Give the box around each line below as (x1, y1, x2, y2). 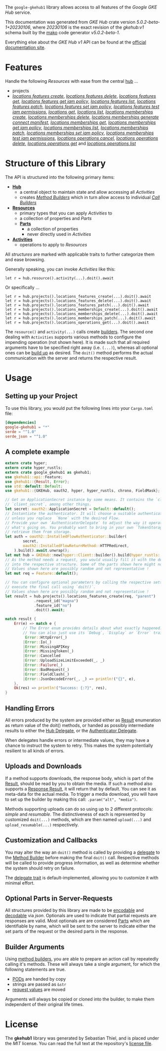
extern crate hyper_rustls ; (5, 465, 63, 470)
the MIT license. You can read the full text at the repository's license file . (5, 1041, 153, 1047)
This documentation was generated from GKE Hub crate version (5, 19, 136, 25)
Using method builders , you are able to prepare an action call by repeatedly (5, 956, 159, 962)
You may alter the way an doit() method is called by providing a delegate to (5, 849, 161, 855)
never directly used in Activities (27, 231, 91, 237)
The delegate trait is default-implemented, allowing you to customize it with (5, 875, 159, 881)
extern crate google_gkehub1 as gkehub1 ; (5, 470, 92, 475)
